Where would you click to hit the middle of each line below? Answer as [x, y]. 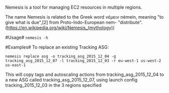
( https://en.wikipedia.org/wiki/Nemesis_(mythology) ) [60, 28]
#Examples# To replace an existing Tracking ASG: [57, 47]
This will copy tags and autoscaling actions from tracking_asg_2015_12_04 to [84, 74]
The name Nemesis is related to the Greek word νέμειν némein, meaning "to [84, 17]
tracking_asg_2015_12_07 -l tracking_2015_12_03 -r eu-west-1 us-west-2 [83, 61]
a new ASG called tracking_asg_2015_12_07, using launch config [71, 80]
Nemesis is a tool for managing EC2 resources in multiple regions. [74, 7]
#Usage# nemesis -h [27, 37]
